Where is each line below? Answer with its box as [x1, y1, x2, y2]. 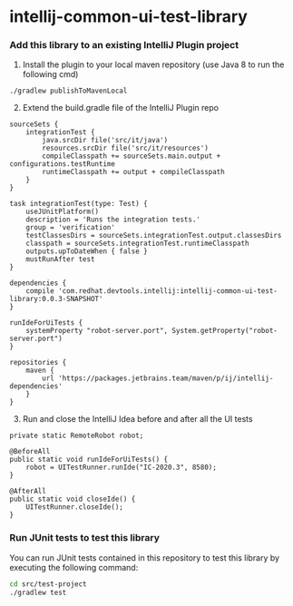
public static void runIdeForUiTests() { [9, 455, 169, 464]
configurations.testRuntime [9, 160, 116, 169]
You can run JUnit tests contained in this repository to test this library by [9, 552, 279, 563]
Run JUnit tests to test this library [9, 532, 161, 544]
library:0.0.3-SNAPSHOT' [9, 295, 103, 304]
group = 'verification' [25, 223, 116, 232]
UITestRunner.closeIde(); [25, 503, 124, 512]
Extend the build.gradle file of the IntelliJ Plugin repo [22, 103, 220, 113]
